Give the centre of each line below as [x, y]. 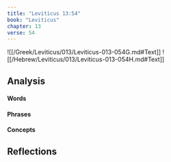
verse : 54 [21, 33]
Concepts [21, 130]
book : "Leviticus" [33, 20]
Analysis [26, 81]
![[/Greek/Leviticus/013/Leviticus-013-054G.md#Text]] [84, 52]
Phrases [19, 114]
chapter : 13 [24, 26]
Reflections [32, 151]
